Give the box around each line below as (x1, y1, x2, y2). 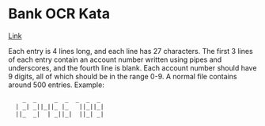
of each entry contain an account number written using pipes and (8, 55, 222, 64)
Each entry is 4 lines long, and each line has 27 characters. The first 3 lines (8, 46, 253, 55)
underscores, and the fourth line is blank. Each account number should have (8, 63, 257, 72)
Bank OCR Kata (8, 5, 111, 23)
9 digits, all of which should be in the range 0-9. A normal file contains (8, 71, 237, 81)
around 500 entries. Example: (8, 80, 104, 90)
